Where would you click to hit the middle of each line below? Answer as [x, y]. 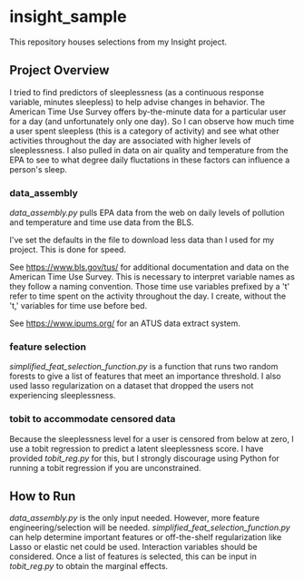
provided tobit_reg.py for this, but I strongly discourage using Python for [144, 458]
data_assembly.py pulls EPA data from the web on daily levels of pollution [147, 213]
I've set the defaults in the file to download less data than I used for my [142, 240]
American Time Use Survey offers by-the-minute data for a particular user [148, 112]
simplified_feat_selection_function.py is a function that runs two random [144, 367]
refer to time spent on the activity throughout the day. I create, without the [148, 296]
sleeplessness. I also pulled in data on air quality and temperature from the [149, 150]
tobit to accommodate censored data [93, 419]
